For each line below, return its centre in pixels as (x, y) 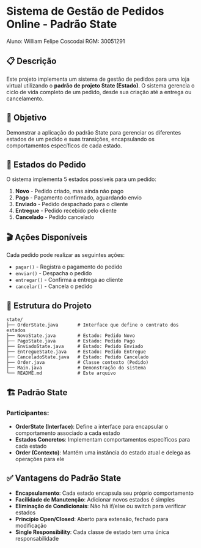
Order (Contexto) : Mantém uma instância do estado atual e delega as (103, 452)
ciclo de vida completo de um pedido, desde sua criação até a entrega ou (99, 92)
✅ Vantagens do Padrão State (64, 478)
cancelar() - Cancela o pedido (54, 286)
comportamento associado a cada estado (68, 433)
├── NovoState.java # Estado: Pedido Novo (71, 336)
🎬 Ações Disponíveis (47, 237)
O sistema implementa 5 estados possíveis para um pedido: (82, 179)
